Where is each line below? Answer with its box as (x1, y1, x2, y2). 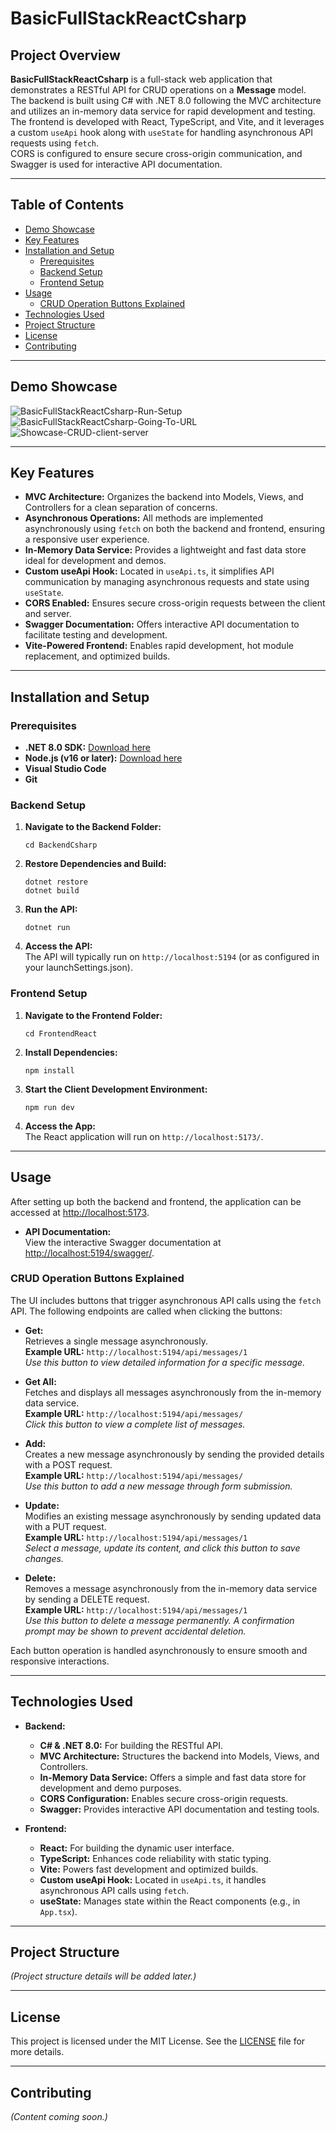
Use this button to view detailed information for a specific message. (24, 1356, 306, 1368)
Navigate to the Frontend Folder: (24, 1009, 163, 1021)
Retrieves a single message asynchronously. (24, 1335, 208, 1347)
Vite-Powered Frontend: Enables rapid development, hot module (24, 640, 294, 652)
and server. (24, 608, 72, 620)
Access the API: (24, 940, 93, 952)
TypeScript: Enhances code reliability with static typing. (39, 1852, 272, 1864)
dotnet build (24, 886, 80, 896)
